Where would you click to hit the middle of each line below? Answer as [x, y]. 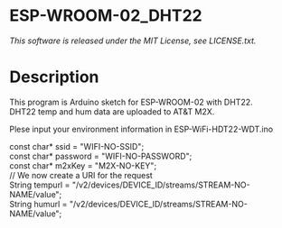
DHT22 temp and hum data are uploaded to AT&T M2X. [112, 111]
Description [54, 77]
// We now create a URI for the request [81, 175]
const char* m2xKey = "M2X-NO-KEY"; [83, 165]
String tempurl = [40, 185]
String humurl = [38, 204]
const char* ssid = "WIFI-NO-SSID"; [77, 146]
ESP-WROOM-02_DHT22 [106, 16]
